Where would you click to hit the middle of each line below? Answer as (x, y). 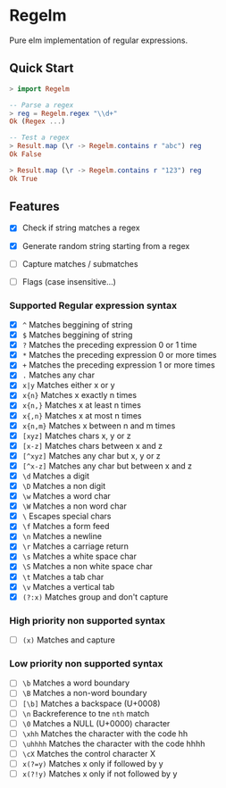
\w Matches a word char (67, 496)
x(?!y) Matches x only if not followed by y (100, 774)
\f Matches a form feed (66, 527)
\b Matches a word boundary (76, 683)
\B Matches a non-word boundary (84, 693)
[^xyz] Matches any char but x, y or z (91, 455)
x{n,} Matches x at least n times (81, 405)
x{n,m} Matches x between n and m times (99, 426)
